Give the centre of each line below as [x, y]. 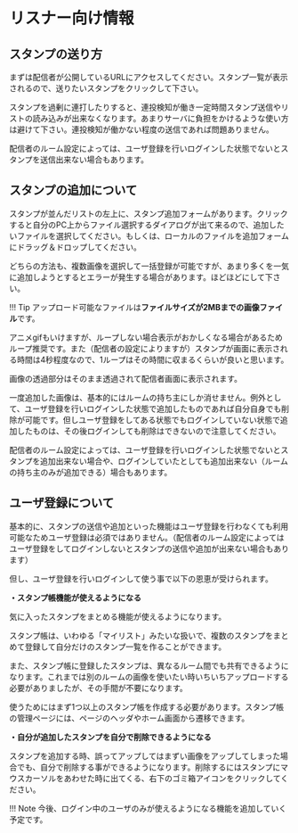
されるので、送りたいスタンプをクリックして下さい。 [106, 88]
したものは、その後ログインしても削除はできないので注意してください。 [149, 431]
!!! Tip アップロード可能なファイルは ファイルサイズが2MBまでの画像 [134, 307]
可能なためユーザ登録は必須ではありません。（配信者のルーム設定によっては [147, 537]
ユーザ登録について [61, 503]
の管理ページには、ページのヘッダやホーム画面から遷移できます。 [129, 718]
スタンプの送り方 [56, 54]
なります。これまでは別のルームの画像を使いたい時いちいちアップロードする [149, 676]
